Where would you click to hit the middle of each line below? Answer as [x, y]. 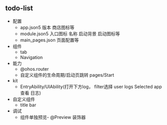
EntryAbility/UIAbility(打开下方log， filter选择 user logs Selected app [91, 86]
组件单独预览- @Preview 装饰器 [53, 117]
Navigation [31, 57]
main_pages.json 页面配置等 [50, 40]
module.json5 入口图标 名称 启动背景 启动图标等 [70, 34]
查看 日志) [31, 93]
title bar [28, 105]
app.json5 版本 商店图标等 [47, 27]
